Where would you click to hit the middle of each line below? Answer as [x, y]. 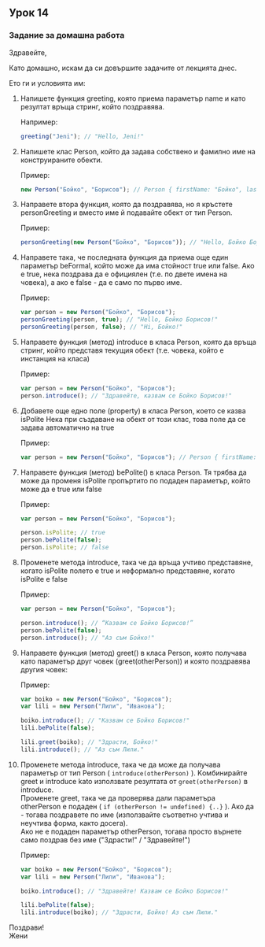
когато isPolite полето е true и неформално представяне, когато [127, 571]
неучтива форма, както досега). [74, 823]
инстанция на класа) [55, 358]
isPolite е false [44, 579]
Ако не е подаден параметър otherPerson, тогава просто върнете [131, 831]
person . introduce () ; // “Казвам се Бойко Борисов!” [107, 623]
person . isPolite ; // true [63, 533]
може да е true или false [61, 489]
